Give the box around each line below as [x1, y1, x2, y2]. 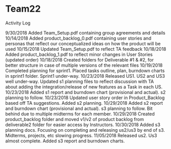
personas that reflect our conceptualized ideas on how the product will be [5, 40, 161, 46]
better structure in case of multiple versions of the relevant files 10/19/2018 [5, 62, 163, 68]
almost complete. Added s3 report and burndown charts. [5, 138, 125, 144]
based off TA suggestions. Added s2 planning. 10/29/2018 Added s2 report [5, 100, 163, 106]
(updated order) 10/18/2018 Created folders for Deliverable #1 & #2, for [5, 56, 154, 63]
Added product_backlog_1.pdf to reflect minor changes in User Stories [5, 51, 153, 57]
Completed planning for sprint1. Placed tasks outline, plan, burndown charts [5, 67, 165, 74]
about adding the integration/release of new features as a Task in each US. [5, 83, 163, 90]
